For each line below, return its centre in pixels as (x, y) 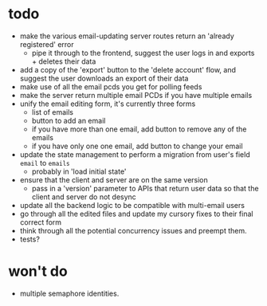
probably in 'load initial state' (79, 171)
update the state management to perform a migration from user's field (135, 154)
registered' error (47, 44)
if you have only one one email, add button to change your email (137, 146)
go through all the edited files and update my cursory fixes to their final (136, 214)
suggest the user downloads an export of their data (104, 78)
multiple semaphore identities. (69, 293)
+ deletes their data (64, 61)
